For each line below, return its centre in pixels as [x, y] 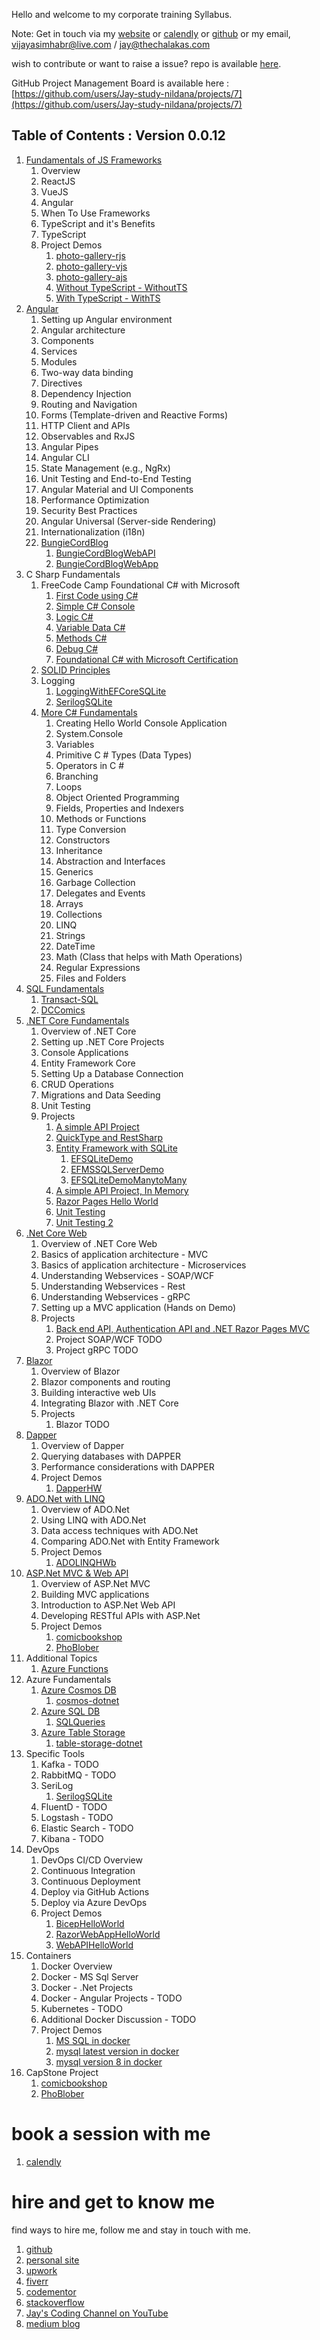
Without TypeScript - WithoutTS [121, 287]
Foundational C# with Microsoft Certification [147, 659]
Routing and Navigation [89, 404]
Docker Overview [76, 1966]
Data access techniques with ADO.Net [119, 1530]
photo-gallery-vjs [91, 266]
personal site [52, 2260]
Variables [75, 744]
